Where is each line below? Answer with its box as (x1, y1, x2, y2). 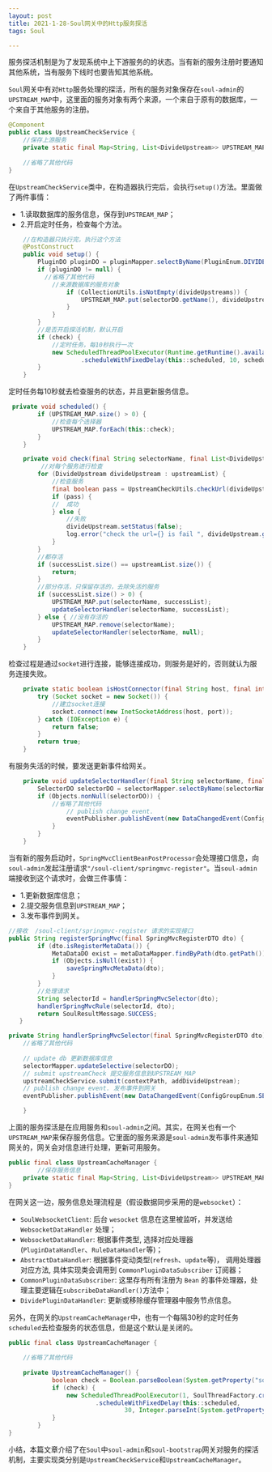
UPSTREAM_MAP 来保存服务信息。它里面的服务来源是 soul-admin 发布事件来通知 (8, 1133, 259, 1142)
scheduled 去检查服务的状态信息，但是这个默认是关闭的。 (8, 1322, 198, 1332)
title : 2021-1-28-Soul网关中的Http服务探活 (8, 19, 148, 28)
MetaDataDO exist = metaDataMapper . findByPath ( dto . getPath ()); (51, 949, 270, 958)
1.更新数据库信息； (19, 890, 83, 900)
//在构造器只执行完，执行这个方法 (23, 236, 121, 244)
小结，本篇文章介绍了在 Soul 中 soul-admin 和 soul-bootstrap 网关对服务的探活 (8, 1444, 259, 1454)
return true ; (37, 738, 82, 746)
